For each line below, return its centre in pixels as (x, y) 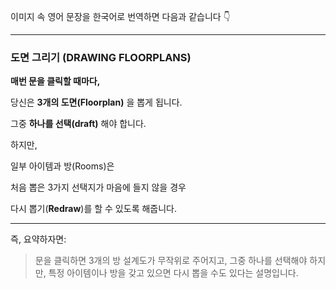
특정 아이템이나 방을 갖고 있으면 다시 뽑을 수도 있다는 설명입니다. (173, 273)
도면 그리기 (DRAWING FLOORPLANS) (101, 57)
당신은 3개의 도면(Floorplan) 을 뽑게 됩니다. (96, 102)
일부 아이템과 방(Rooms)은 (62, 166)
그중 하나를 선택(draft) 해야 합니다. (78, 124)
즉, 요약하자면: (38, 239)
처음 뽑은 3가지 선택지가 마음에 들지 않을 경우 (98, 187)
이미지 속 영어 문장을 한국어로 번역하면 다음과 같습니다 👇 (120, 16)
